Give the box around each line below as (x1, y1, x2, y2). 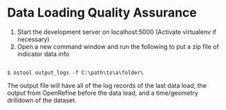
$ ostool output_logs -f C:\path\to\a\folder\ (7, 69, 144, 76)
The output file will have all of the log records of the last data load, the (7, 81, 207, 89)
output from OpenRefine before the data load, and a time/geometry (7, 89, 198, 97)
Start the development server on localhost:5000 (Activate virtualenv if (17, 28, 216, 36)
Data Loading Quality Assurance (7, 5, 197, 21)
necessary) (17, 35, 50, 43)
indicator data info (17, 50, 70, 58)
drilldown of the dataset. (7, 95, 77, 104)
